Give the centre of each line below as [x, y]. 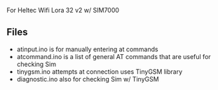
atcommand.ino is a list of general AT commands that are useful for [114, 56]
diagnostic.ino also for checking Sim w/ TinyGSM [88, 79]
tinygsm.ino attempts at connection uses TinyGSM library [100, 71]
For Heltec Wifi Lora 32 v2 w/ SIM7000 [63, 10]
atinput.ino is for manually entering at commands [87, 49]
